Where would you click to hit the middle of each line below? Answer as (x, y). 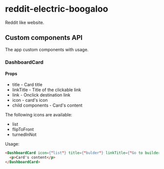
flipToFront (23, 129)
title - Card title (27, 84)
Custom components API (44, 38)
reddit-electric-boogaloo (57, 9)
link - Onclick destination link (41, 95)
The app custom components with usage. (47, 49)
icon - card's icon (30, 100)
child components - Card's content (47, 105)
